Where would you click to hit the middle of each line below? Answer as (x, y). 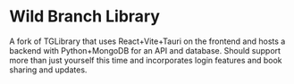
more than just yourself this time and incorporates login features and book (146, 60)
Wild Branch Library (85, 17)
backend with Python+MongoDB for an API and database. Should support (145, 50)
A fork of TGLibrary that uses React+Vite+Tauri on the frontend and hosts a (147, 41)
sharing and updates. (48, 70)
